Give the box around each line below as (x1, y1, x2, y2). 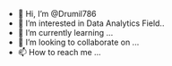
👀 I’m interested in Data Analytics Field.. (17, 18, 165, 29)
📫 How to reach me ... (17, 47, 101, 57)
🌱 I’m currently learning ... (17, 28, 114, 37)
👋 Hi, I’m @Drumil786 (17, 9, 97, 19)
